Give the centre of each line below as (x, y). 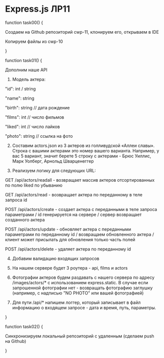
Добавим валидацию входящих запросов (56, 258)
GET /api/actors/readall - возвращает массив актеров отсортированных (80, 180)
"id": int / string (20, 88)
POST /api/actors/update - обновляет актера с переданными (68, 229)
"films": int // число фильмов (35, 117)
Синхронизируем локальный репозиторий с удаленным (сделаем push (80, 336)
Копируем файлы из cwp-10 (34, 41)
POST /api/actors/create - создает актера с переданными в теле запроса (81, 209)
